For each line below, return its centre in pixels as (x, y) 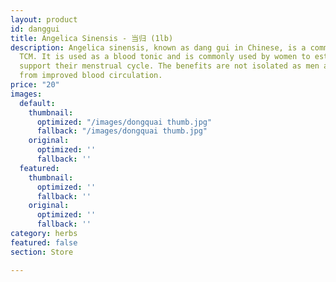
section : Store (42, 252)
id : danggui (35, 29)
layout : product (44, 19)
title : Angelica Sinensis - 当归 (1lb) (92, 38)
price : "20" (35, 85)
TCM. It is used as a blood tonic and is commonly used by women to (165, 57)
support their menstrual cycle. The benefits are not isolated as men (169, 66)
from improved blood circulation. (91, 76)
